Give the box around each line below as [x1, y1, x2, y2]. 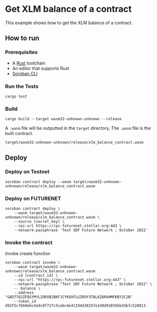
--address [14, 290, 34, 295]
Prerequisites [5, 49, 38, 56]
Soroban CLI [12, 70, 38, 76]
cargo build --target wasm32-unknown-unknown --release [5, 117, 122, 122]
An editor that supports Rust [12, 65, 70, 71]
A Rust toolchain [12, 60, 46, 66]
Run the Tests [5, 83, 39, 90]
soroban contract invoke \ [5, 260, 60, 265]
